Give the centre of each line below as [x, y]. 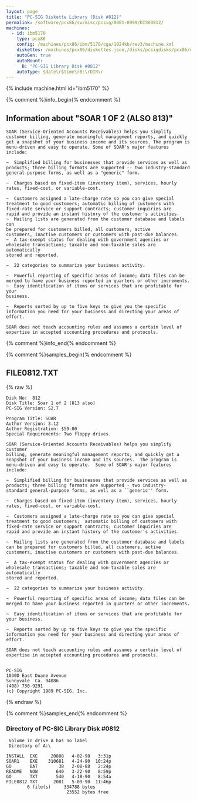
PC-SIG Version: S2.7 [33, 408]
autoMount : [30, 61]
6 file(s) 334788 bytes [61, 787]
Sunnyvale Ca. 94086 [33, 681]
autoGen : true [34, 55]
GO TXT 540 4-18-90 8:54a [59, 777]
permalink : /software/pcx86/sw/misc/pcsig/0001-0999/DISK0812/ [85, 22]
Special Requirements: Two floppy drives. [59, 434]
